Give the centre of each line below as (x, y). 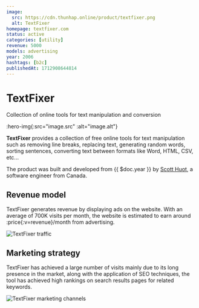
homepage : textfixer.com (38, 29)
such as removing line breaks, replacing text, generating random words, (96, 145)
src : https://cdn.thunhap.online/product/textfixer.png (83, 18)
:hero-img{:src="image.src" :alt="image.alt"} (62, 126)
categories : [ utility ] (35, 40)
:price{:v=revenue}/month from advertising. (60, 222)
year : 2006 (20, 57)
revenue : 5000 (24, 46)
